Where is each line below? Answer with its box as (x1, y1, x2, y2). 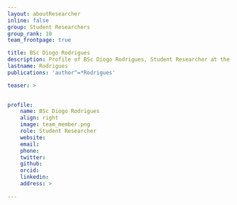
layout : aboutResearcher (7, 10, 81, 18)
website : (20, 134, 46, 141)
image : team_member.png (20, 121, 91, 128)
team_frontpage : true (7, 37, 72, 44)
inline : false (7, 17, 50, 24)
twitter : (20, 153, 46, 161)
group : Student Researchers (7, 23, 91, 30)
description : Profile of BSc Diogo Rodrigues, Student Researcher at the (7, 56, 231, 64)
